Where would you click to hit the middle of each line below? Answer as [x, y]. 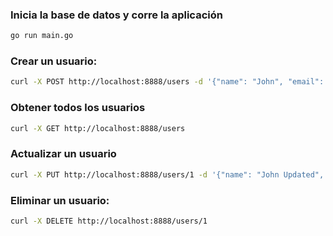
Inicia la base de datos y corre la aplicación [116, 15]
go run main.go [42, 36]
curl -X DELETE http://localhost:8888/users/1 [109, 221]
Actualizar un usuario [63, 154]
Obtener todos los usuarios [78, 108]
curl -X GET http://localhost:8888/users [98, 128]
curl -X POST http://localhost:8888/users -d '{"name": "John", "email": [167, 82]
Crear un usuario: [54, 61]
